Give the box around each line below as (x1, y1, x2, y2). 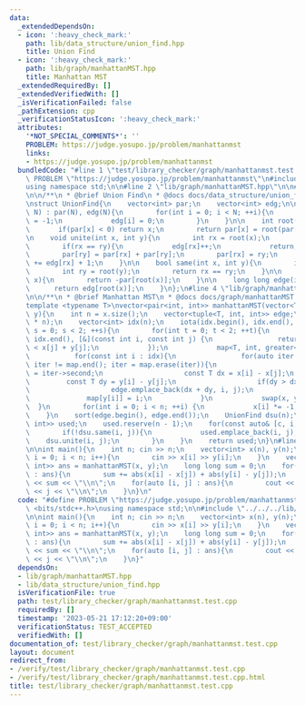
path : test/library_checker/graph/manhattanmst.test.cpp (17, 597, 238, 606)
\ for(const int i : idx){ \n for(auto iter (25, 351, 295, 360)
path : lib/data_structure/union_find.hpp (25, 38, 184, 48)
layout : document (9, 648, 75, 657)
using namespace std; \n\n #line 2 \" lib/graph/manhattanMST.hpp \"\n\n (25, 183, 295, 192)
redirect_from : (9, 656, 67, 665)
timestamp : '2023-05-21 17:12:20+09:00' (17, 614, 172, 623)
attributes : (17, 124, 64, 133)
